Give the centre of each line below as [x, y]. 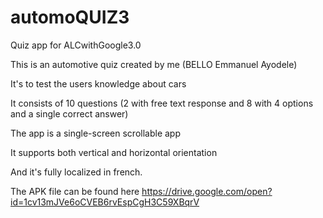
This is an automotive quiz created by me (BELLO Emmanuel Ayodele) [154, 64]
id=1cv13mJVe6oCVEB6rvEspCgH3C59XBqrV [105, 202]
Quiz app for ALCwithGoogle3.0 [76, 45]
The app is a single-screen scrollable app [95, 133]
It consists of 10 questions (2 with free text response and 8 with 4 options [162, 103]
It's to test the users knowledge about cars [98, 83]
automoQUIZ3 [70, 17]
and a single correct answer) [69, 113]
